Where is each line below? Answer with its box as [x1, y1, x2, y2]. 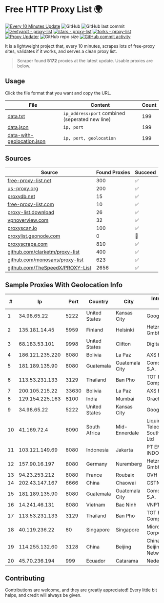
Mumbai [115, 395, 135, 402]
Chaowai [115, 480, 136, 486]
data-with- [7, 132, 34, 138]
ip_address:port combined [63, 110, 125, 117]
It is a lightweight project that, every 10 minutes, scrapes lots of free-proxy [5, 43, 155, 49]
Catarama [115, 558, 138, 564]
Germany [86, 461, 107, 467]
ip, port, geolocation [63, 135, 116, 141]
